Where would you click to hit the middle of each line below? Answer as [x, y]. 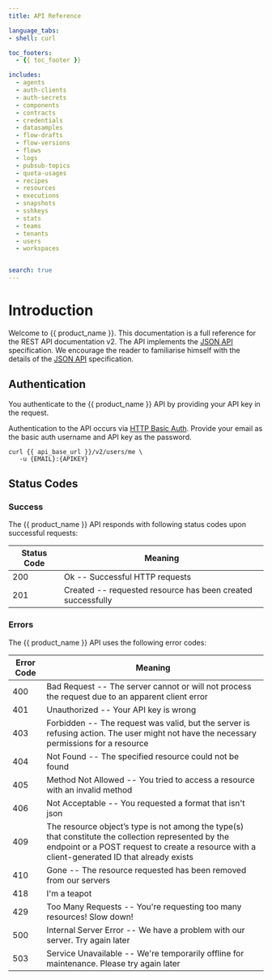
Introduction [51, 311]
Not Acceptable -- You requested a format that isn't [146, 803]
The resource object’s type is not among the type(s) [145, 827]
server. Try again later [88, 940]
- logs [27, 158]
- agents [30, 83]
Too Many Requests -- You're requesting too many [144, 906]
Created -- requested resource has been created [158, 590]
